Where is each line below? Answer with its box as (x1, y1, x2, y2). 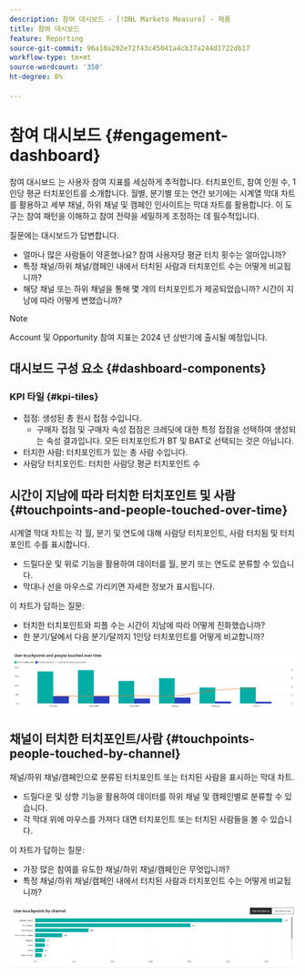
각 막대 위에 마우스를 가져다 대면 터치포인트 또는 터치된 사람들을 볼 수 (22, 813, 269, 824)
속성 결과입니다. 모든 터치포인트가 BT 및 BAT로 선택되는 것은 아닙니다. (46, 435, 294, 446)
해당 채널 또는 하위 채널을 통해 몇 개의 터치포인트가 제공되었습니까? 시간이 (22, 283, 285, 294)
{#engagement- (104, 125, 229, 146)
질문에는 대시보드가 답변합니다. (9, 229, 120, 240)
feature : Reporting (9, 34, 84, 43)
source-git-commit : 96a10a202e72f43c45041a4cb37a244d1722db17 (9, 44, 250, 53)
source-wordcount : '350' (9, 63, 104, 72)
